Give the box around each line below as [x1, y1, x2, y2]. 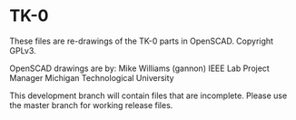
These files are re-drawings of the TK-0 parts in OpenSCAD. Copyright [9, 35, 274, 46]
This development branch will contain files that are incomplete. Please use [9, 90, 288, 101]
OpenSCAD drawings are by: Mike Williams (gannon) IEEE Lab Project [9, 63, 270, 74]
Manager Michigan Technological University [9, 72, 174, 83]
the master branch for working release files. [9, 99, 173, 110]
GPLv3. [9, 45, 36, 55]
